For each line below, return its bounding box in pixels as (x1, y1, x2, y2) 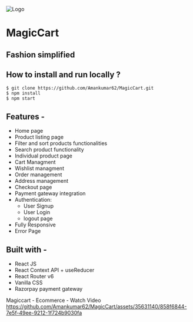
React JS (14, 260, 37, 268)
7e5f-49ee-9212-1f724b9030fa (6, 310, 82, 317)
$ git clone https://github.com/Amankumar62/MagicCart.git (6, 86, 154, 91)
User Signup (23, 202, 54, 209)
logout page (23, 215, 53, 222)
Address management (14, 178, 69, 185)
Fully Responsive (14, 221, 56, 228)
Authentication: (14, 196, 52, 203)
